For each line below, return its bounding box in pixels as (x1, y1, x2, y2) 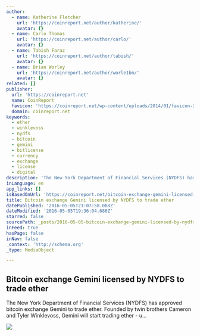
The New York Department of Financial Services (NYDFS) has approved (6, 299, 183, 307)
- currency (11, 153, 39, 158)
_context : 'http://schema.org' (6, 241, 84, 247)
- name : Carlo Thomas (11, 31, 65, 37)
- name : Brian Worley (11, 64, 65, 70)
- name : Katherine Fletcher (11, 14, 82, 20)
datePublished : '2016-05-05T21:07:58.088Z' (6, 203, 116, 209)
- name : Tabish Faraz (11, 48, 65, 54)
